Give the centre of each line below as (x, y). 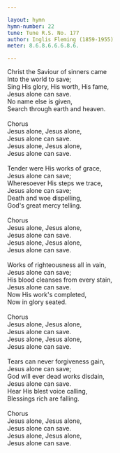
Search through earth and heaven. (57, 109)
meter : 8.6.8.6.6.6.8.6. (43, 46)
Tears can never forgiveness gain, (56, 361)
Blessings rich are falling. (43, 398)
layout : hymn (26, 20)
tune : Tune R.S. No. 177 (43, 33)
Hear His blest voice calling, (47, 391)
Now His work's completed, (47, 295)
